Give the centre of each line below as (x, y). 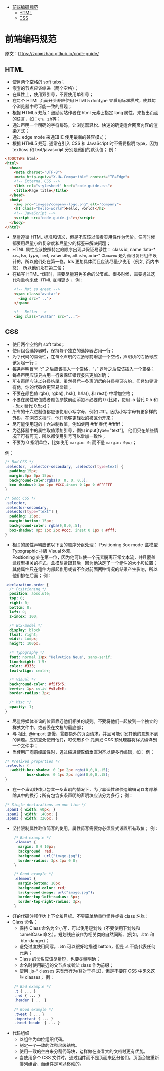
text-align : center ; (30, 671)
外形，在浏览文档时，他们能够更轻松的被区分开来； (63, 418)
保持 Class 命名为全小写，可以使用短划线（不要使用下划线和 (80, 928)
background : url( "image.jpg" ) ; (50, 856)
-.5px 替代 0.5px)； (31, 406)
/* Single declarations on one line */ (46, 805)
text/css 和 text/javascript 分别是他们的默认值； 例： (65, 149)
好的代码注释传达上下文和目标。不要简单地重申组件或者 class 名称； (81, 916)
